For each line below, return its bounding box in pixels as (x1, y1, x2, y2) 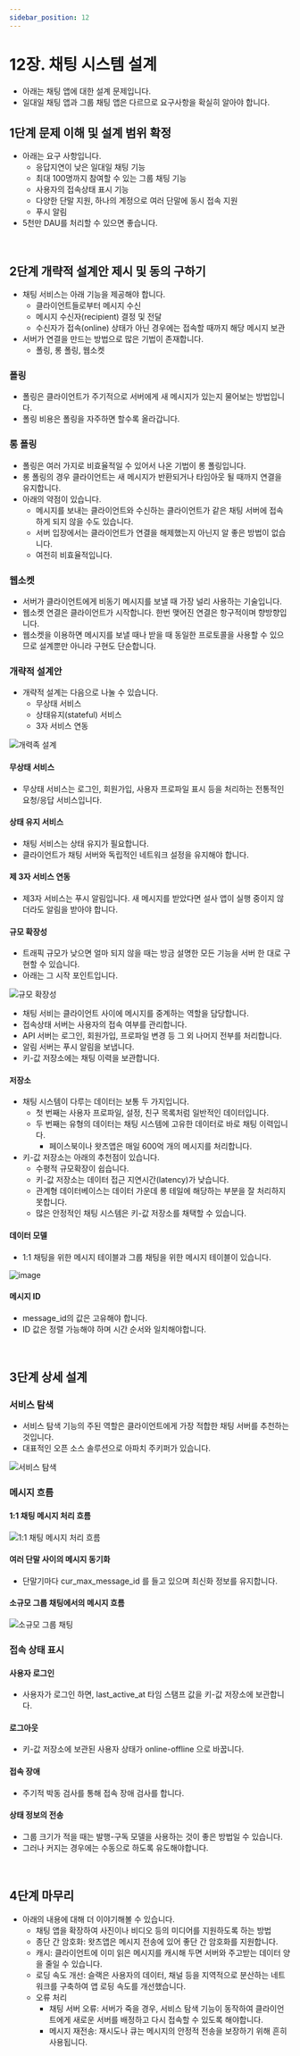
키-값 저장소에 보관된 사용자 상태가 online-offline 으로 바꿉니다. (21, 1743, 245, 1755)
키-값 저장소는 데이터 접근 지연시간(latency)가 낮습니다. (35, 1174, 229, 1185)
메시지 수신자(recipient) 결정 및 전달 (35, 312, 162, 322)
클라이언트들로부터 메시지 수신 (35, 300, 141, 311)
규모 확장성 (9, 926, 47, 937)
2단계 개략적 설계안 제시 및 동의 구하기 (9, 263, 207, 279)
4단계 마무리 (9, 1888, 74, 1903)
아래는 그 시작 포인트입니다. (21, 970, 119, 981)
